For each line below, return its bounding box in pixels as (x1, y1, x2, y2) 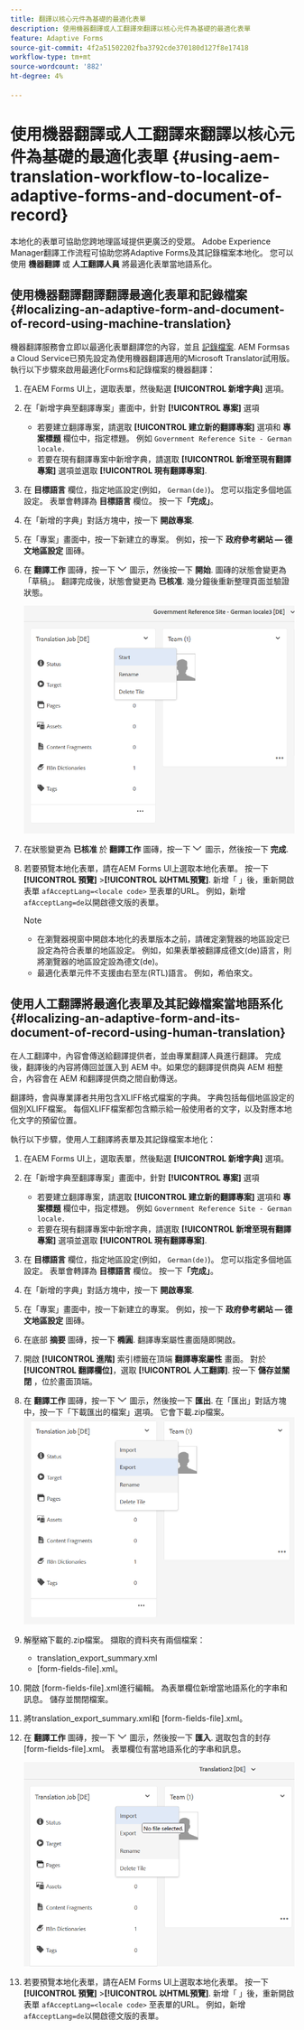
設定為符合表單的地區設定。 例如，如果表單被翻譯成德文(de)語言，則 (36, 945, 292, 956)
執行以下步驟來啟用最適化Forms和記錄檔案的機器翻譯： (10, 364, 216, 375)
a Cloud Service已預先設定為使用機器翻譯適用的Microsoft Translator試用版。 (10, 352, 295, 363)
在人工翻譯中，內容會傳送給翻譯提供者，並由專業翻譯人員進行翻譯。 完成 (10, 1050, 281, 1061)
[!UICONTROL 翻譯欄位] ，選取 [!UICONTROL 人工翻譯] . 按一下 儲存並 (23, 1364, 282, 1375)
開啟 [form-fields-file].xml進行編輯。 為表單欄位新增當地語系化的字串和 (23, 1682, 288, 1693)
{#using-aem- (171, 146, 281, 167)
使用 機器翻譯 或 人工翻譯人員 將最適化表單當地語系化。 (10, 258, 217, 269)
